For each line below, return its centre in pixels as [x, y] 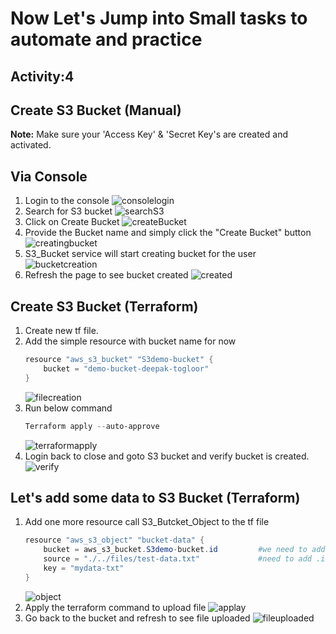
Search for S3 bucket [68, 211]
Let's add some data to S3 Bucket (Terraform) [155, 497]
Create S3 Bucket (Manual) [96, 110]
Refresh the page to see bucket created [106, 275]
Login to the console [67, 201]
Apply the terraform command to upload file [115, 607]
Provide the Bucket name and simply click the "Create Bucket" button [168, 233]
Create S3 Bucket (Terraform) [104, 306]
